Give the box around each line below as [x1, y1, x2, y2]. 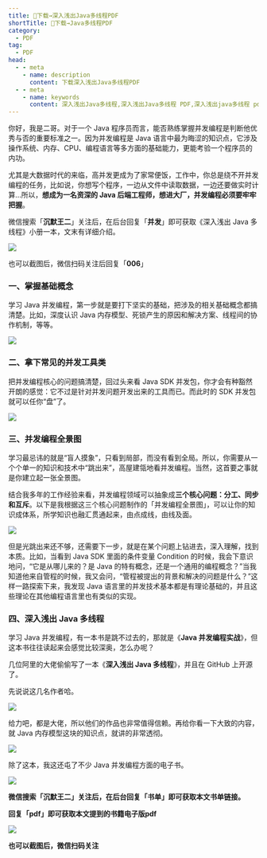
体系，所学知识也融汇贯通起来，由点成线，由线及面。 [21, 510, 196, 519]
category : [8, 26, 41, 34]
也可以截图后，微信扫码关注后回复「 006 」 [8, 259, 148, 268]
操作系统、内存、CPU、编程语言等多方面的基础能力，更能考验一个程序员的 [8, 143, 253, 153]
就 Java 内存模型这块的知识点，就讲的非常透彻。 [8, 728, 168, 738]
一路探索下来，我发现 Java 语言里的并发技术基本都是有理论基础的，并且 [14, 582, 251, 591]
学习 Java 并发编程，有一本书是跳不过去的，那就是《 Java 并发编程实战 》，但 [8, 633, 258, 642]
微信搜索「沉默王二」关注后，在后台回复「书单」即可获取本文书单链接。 [8, 792, 245, 801]
